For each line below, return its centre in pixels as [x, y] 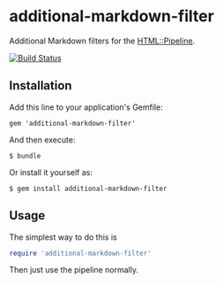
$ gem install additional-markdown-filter [88, 188]
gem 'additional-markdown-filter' [73, 123]
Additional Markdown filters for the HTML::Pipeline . [102, 41]
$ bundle [25, 156]
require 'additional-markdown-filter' [80, 253]
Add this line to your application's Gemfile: [86, 107]
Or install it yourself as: [51, 172]
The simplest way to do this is [63, 237]
